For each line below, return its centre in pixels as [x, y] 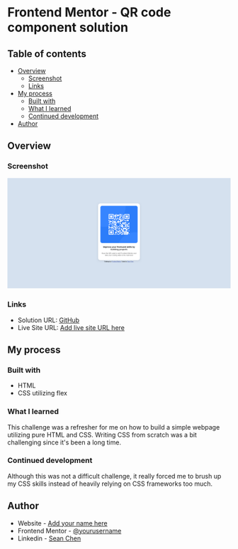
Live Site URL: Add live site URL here [71, 327]
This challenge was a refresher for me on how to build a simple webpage [114, 427]
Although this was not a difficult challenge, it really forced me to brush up [114, 476]
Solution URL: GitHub [49, 320]
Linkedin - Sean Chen [49, 538]
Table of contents [47, 54]
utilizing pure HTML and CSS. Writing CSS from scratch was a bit [102, 435]
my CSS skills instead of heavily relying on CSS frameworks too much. [110, 484]
